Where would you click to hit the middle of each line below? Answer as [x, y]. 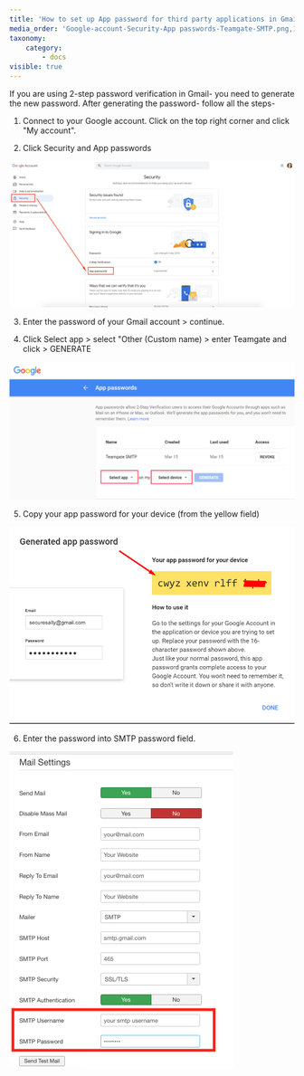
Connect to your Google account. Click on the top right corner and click [156, 121]
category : [44, 48]
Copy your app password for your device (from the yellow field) [141, 514]
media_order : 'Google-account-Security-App [93, 29]
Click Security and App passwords [87, 148]
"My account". [49, 130]
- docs [54, 57]
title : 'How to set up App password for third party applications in [143, 19]
